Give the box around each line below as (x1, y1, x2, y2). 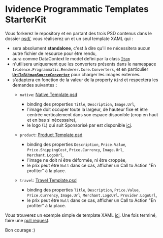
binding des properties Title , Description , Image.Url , (27, 101, 136, 107)
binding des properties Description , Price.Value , (27, 141, 127, 147)
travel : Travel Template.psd (19, 177, 77, 183)
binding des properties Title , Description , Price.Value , (27, 187, 140, 192)
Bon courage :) (5, 227, 35, 233)
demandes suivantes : (12, 82, 57, 88)
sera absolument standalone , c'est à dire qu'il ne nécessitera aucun (12, 45, 151, 51)
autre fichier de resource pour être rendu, (12, 50, 97, 56)
